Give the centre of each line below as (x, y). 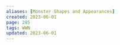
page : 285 (18, 22)
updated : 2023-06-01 (32, 33)
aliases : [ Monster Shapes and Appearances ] (61, 11)
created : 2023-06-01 (32, 17)
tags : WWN (18, 28)
